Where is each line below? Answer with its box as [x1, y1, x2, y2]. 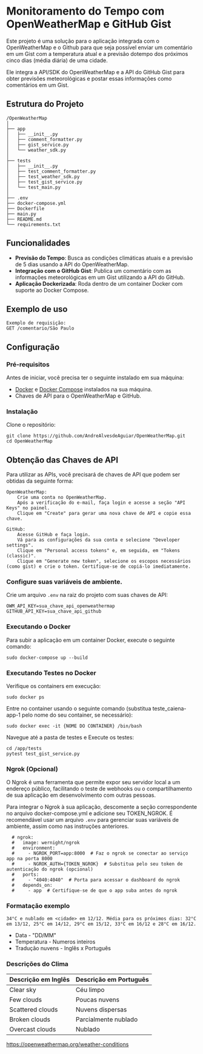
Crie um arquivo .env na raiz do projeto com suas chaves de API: [6, 591, 168, 599]
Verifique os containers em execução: [6, 683, 101, 690]
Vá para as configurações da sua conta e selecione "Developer [17, 537, 181, 543]
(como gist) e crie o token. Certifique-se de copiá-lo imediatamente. [6, 563, 191, 570]
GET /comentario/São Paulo [6, 325, 75, 332]
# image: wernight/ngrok [12, 840, 80, 846]
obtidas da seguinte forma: [6, 477, 74, 484]
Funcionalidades [6, 238, 71, 249]
